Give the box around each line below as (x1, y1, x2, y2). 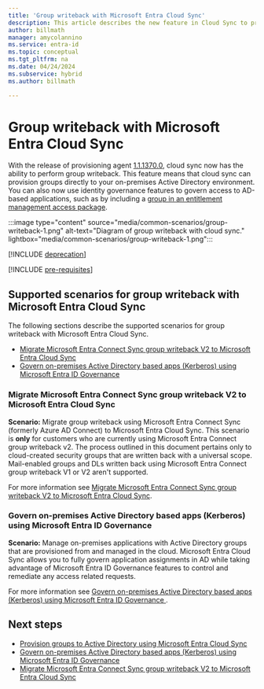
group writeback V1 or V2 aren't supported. (8, 467, 148, 477)
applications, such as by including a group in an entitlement (30, 194, 222, 204)
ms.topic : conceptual (8, 48, 79, 56)
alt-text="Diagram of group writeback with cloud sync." (65, 226, 245, 236)
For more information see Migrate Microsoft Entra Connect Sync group (8, 482, 237, 492)
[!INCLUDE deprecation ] (8, 249, 86, 260)
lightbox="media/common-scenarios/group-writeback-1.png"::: (8, 234, 214, 244)
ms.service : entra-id (8, 41, 79, 49)
